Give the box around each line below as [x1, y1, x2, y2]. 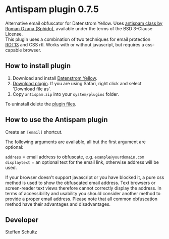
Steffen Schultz [5, 229, 37, 235]
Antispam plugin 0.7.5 [5, 4, 99, 15]
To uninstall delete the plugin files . [5, 101, 77, 107]
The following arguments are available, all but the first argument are [5, 139, 146, 145]
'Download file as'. [12, 86, 51, 92]
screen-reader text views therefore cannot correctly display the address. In [5, 185, 161, 191]
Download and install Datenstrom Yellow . [12, 75, 97, 81]
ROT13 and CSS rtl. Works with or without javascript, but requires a [5, 41, 145, 47]
